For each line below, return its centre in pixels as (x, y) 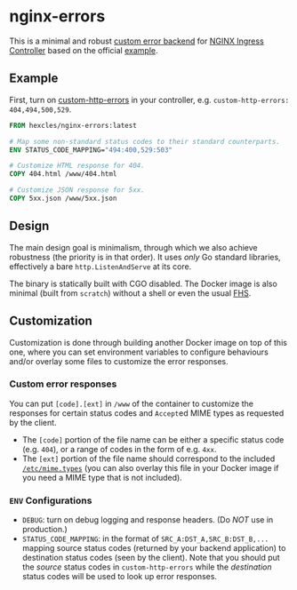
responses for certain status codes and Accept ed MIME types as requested (147, 413)
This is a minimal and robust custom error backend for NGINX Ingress (136, 41)
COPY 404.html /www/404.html (63, 174)
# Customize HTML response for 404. (77, 166)
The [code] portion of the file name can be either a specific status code (153, 439)
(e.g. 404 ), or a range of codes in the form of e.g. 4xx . (119, 449)
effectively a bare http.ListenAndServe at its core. (100, 266)
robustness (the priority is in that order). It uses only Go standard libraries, (145, 257)
